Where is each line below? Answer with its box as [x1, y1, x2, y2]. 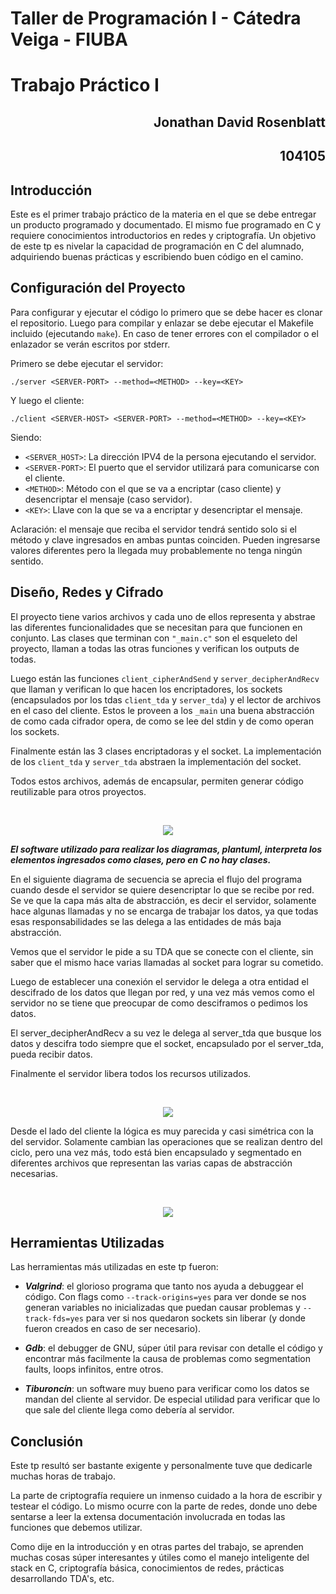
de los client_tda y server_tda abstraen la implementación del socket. [10, 755, 302, 767]
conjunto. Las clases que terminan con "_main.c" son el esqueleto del [10, 632, 298, 644]
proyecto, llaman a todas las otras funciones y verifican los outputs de [10, 642, 300, 654]
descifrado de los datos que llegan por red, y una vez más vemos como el [10, 986, 315, 998]
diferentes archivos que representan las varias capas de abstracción [10, 1157, 293, 1169]
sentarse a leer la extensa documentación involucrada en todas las [10, 1511, 286, 1523]
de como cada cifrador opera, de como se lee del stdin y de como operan [10, 715, 315, 727]
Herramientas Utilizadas [10, 1234, 165, 1251]
